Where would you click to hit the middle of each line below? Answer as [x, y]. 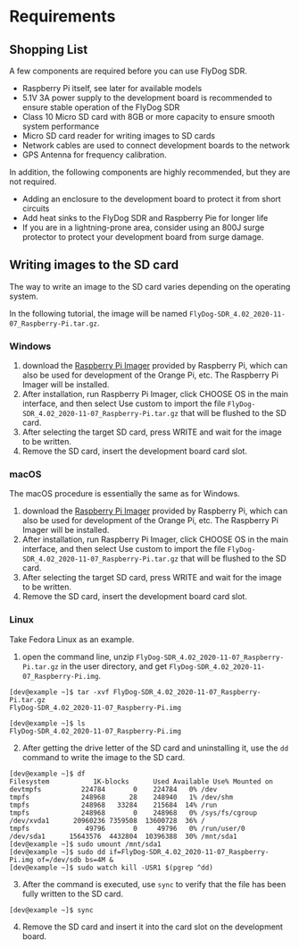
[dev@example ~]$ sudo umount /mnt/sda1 [86, 844]
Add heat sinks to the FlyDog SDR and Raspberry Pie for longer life [145, 218]
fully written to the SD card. [72, 894]
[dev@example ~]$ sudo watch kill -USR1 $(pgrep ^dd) [112, 868]
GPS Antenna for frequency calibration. [94, 155]
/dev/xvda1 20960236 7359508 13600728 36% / [107, 820]
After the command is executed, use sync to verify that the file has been [154, 884]
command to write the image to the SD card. [104, 757]
